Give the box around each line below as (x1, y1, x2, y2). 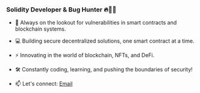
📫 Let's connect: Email (14, 80, 73, 88)
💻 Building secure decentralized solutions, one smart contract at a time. (14, 37, 195, 44)
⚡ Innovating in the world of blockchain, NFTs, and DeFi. (14, 52, 155, 59)
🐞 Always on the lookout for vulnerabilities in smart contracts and (14, 19, 177, 26)
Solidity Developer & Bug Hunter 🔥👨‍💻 (6, 5, 117, 14)
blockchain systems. (14, 25, 66, 32)
